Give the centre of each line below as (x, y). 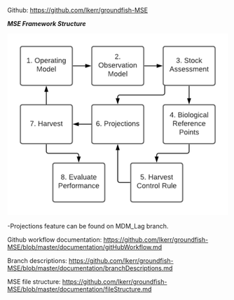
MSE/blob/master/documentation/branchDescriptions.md (90, 268)
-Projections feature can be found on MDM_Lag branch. (88, 226)
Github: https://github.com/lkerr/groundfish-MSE (78, 10)
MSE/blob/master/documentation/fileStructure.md (80, 289)
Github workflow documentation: (55, 240)
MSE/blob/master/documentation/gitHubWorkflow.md (85, 247)
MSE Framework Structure (47, 23)
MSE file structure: (34, 282)
